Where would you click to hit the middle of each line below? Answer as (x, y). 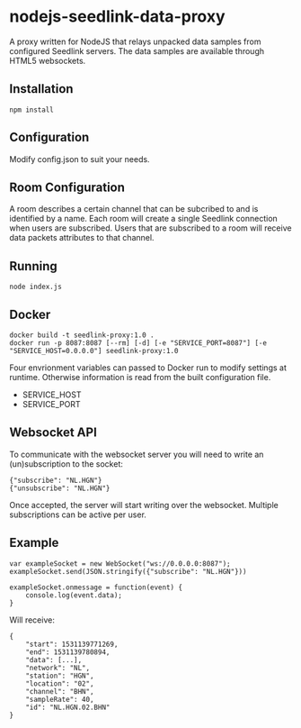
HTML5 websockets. (48, 60)
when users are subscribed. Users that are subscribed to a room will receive (150, 228)
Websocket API (53, 433)
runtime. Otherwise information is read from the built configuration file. (140, 377)
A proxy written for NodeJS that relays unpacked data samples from (135, 41)
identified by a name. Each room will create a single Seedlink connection (144, 219)
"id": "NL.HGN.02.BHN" (68, 707)
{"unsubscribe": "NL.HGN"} (60, 488)
